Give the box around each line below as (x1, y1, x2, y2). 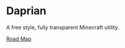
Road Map (6, 35, 32, 42)
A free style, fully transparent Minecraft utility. (6, 24, 120, 31)
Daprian (6, 4, 47, 18)
